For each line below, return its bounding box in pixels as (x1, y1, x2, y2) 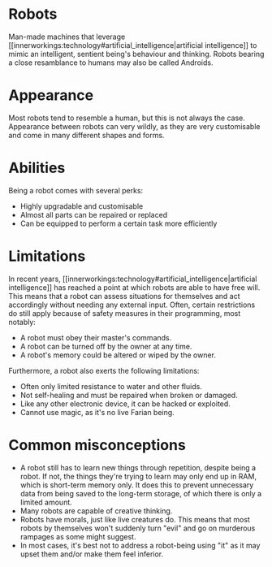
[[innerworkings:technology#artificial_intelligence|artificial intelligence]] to (8, 40, 257, 50)
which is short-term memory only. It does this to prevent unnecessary (19, 480, 254, 490)
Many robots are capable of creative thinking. (19, 505, 173, 516)
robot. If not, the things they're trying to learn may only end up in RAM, (19, 471, 257, 481)
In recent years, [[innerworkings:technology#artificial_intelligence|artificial (8, 274, 257, 283)
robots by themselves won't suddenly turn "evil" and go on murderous (19, 523, 256, 533)
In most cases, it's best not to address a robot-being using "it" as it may (19, 540, 261, 550)
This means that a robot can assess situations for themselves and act (8, 291, 241, 301)
